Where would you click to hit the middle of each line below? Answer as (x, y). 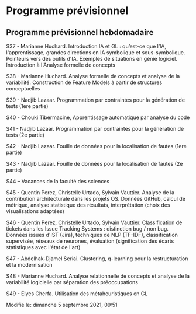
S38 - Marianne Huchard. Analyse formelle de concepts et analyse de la (93, 76)
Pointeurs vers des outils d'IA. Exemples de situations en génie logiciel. (92, 59)
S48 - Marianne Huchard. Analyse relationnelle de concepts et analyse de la (98, 276)
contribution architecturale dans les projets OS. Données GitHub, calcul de (96, 199)
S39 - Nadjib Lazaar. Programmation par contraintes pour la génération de (96, 100)
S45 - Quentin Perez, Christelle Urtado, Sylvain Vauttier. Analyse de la (90, 193)
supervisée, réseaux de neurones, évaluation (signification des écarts (90, 241)
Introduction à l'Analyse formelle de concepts (61, 65)
